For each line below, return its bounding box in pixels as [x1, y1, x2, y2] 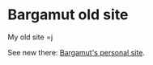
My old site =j [7, 32, 53, 42]
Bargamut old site [7, 6, 129, 24]
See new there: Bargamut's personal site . [7, 47, 145, 57]
